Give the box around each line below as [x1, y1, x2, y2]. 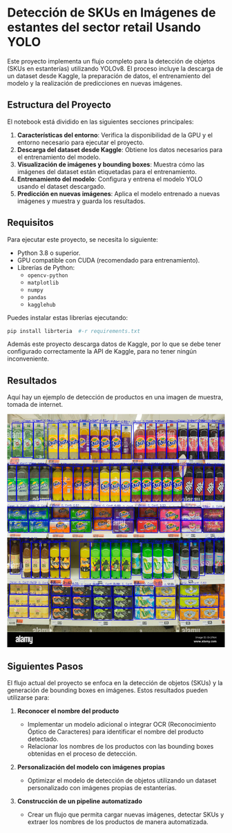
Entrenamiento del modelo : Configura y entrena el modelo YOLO [17, 175, 203, 183]
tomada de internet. [7, 401, 64, 409]
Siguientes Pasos [7, 660, 84, 672]
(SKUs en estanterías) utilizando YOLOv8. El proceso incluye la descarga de [7, 64, 223, 73]
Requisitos [7, 217, 54, 229]
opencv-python [27, 271, 68, 279]
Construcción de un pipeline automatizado [17, 797, 143, 805]
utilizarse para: [7, 693, 50, 702]
